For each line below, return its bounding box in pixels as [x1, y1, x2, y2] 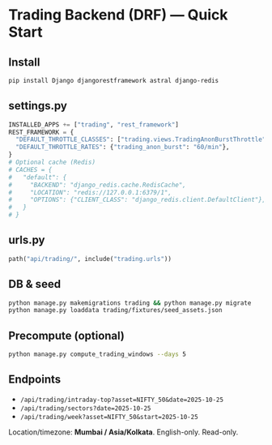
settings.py [8, 99, 67, 113]
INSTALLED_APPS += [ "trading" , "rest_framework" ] [8, 120, 180, 129]
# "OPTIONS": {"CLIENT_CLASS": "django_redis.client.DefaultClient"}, [8, 196, 266, 204]
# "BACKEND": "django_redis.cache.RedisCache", [8, 181, 186, 189]
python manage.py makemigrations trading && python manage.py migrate [8, 298, 252, 307]
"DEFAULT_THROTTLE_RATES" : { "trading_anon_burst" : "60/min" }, [15, 143, 230, 152]
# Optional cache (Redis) [8, 158, 96, 167]
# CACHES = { [8, 165, 53, 173]
